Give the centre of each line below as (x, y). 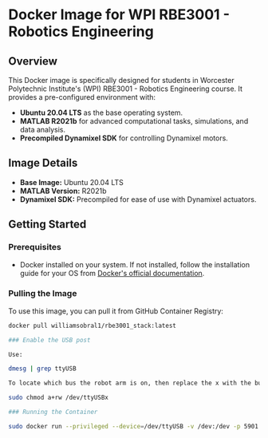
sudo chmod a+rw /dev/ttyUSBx (59, 398)
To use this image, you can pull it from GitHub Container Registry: (116, 311)
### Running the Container (53, 412)
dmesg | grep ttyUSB (43, 369)
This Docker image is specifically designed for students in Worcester (121, 80)
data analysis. (43, 130)
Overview (33, 61)
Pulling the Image (43, 294)
